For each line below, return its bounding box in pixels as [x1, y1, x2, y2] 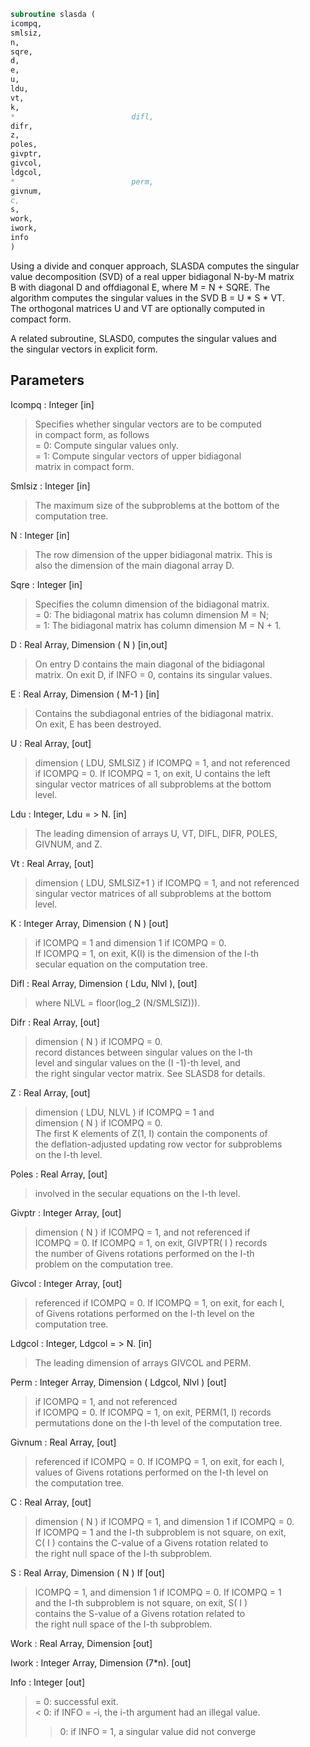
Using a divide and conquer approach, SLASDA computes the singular [10, 260, 300, 272]
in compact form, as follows [34, 428, 150, 440]
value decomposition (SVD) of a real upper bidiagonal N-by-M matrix [10, 270, 295, 282]
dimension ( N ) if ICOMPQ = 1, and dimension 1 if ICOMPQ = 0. [34, 1515, 295, 1527]
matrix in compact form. [34, 460, 135, 472]
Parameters [10, 372, 85, 389]
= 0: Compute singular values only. [34, 439, 179, 451]
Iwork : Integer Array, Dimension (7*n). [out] [10, 1656, 192, 1669]
